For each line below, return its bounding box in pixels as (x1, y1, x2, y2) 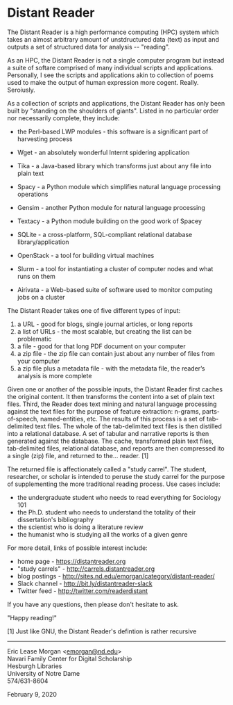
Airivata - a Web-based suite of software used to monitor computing (17, 285, 213, 293)
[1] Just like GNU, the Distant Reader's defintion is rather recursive (7, 627, 197, 635)
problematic (17, 334, 52, 343)
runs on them (17, 272, 55, 280)
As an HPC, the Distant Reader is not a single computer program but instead (7, 56, 225, 64)
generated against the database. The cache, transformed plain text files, (7, 437, 214, 445)
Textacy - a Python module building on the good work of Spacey (17, 217, 202, 225)
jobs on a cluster (17, 293, 65, 301)
